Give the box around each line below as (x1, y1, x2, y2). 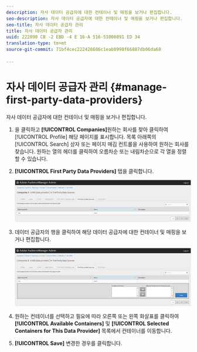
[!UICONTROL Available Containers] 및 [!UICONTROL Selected (14, 320, 169, 327)
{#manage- (110, 80, 167, 94)
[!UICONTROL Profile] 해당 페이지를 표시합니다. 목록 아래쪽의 (14, 133, 157, 140)
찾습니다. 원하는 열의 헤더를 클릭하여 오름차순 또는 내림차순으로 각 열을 (14, 148, 176, 155)
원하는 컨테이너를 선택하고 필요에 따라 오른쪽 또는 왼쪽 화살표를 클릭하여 (14, 312, 179, 319)
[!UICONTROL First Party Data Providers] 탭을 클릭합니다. (14, 168, 154, 175)
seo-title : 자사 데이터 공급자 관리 (6, 22, 83, 28)
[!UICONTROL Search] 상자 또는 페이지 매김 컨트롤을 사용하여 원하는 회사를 (14, 141, 189, 148)
